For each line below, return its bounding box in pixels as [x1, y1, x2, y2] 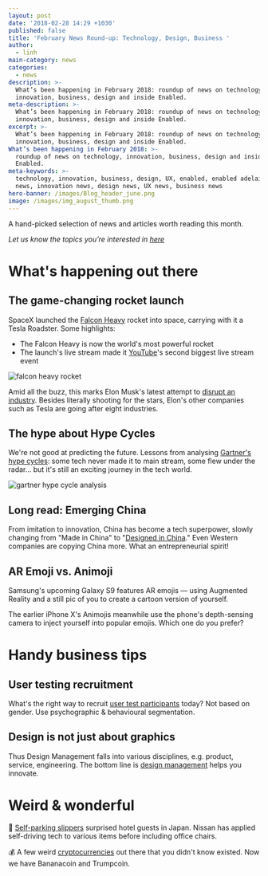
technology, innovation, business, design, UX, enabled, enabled [15, 175, 238, 183]
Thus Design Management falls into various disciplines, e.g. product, [8, 751, 234, 761]
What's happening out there [8, 262, 199, 280]
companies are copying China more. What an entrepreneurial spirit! [8, 541, 229, 551]
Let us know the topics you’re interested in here [8, 234, 165, 244]
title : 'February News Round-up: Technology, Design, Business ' [8, 33, 230, 42]
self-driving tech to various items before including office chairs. [8, 831, 218, 841]
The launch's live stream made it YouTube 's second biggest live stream [19, 348, 254, 357]
